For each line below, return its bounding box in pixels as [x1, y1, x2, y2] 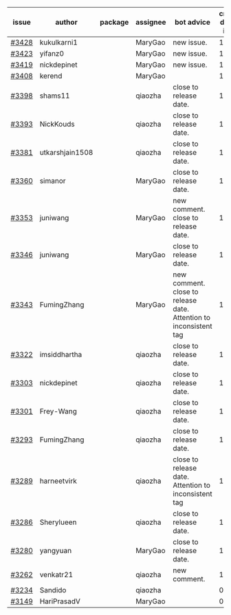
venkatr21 [39, 570, 74, 579]
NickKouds [39, 120, 75, 129]
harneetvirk [39, 476, 77, 486]
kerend [39, 72, 63, 80]
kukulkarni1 [39, 38, 78, 47]
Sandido [39, 585, 67, 594]
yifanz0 [39, 49, 64, 58]
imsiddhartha [39, 350, 82, 359]
